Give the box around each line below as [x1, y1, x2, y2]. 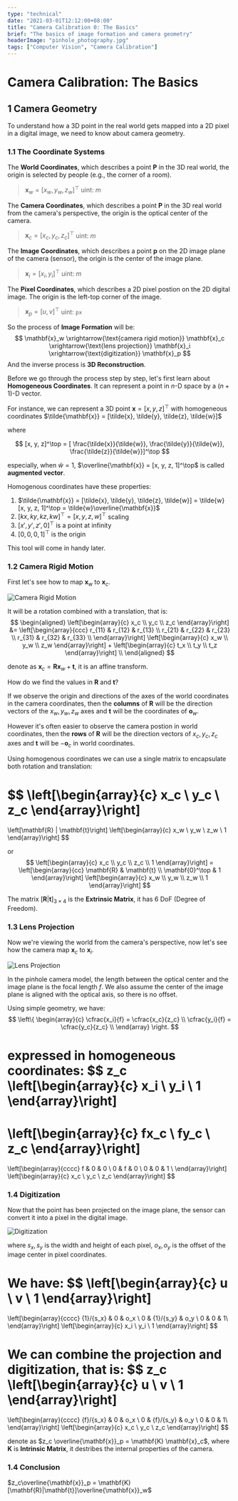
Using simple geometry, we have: [7, 1004, 105, 1012]
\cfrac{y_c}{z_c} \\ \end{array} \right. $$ [60, 1022, 180, 1031]
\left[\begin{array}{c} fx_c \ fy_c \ [7, 1125, 210, 1142]
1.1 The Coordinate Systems [7, 147, 105, 157]
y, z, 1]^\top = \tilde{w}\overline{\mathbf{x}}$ [27, 503, 160, 512]
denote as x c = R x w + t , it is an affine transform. [7, 662, 148, 672]
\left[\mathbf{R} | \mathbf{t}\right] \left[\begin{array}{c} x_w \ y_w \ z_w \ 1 [7, 825, 227, 834]
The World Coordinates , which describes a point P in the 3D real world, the [7, 163, 229, 172]
